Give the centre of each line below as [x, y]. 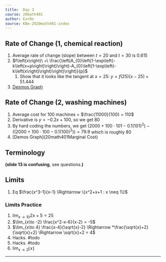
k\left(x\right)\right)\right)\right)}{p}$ [50, 71]
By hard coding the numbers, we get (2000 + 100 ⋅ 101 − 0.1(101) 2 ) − [81, 125]
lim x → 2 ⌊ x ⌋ [23, 249]
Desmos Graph [27, 87]
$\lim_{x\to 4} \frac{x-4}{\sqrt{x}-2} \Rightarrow [62, 227]
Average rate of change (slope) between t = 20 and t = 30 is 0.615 [80, 55]
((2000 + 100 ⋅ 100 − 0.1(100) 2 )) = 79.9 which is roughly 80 [72, 131]
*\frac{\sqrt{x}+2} [130, 227]
